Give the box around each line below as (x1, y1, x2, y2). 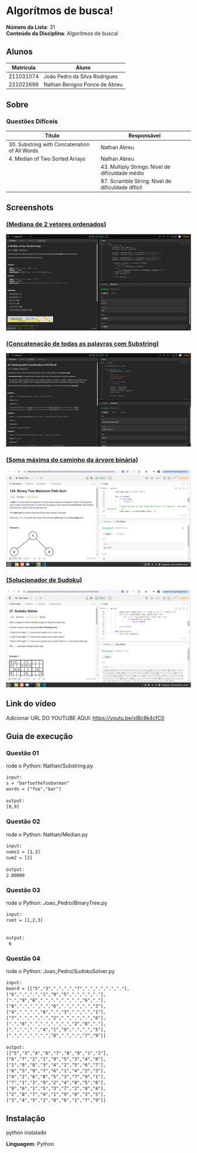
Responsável (128, 132, 161, 139)
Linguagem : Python (6, 1141, 55, 1148)
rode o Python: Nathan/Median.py (6, 831, 88, 838)
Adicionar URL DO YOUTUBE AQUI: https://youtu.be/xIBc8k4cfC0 (6, 714, 165, 721)
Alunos (6, 47, 33, 57)
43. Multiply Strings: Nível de (100, 163, 171, 171)
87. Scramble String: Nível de (100, 178, 172, 185)
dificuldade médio (100, 169, 145, 177)
